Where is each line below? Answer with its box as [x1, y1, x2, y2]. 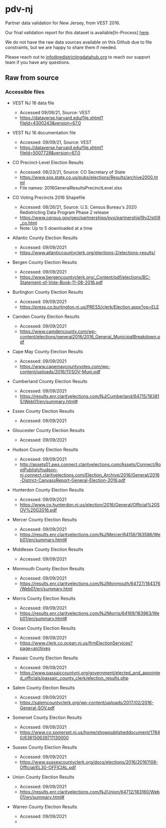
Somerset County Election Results [12, 714, 82, 720]
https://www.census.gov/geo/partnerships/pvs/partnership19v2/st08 [19, 214, 161, 220]
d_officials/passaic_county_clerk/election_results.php [19, 675, 129, 681]
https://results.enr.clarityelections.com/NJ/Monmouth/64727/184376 [19, 580, 161, 586]
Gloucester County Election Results [12, 427, 85, 433]
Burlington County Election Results [12, 289, 83, 295]
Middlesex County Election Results [12, 546, 83, 552]
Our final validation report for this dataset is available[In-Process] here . [5, 29, 150, 35]
